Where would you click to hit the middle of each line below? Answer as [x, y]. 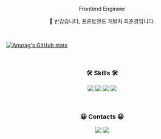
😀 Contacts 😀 [102, 117]
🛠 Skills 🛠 [102, 73]
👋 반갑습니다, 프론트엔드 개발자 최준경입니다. [102, 21]
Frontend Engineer [102, 9]
